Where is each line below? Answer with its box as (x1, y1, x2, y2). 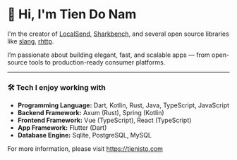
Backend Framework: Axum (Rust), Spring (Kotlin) (17, 109, 164, 117)
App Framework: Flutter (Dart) (17, 124, 107, 132)
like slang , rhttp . (7, 36, 54, 45)
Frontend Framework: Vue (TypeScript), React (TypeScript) (17, 116, 192, 125)
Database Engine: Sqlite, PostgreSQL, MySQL (17, 131, 152, 140)
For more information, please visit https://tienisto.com (7, 145, 164, 153)
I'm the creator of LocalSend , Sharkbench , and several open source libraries (7, 29, 229, 38)
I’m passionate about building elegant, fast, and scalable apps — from (7, 51, 210, 59)
